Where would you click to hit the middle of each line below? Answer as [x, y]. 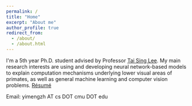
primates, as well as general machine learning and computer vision [87, 79]
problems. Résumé [29, 85]
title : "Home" [23, 17]
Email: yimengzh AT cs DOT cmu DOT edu [57, 96]
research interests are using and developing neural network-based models [96, 66]
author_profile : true [33, 28]
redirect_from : [25, 33]
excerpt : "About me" [31, 22]
